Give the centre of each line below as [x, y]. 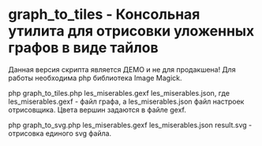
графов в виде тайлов [84, 48]
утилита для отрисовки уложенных [131, 31]
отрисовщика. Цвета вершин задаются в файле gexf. [97, 109]
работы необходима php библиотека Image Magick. [95, 78]
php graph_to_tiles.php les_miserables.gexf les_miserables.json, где [119, 93]
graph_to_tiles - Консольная [104, 15]
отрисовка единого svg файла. [60, 133]
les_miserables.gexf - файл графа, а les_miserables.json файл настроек [126, 101]
